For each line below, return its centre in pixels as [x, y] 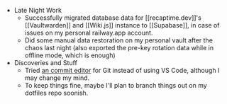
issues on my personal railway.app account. [89, 33]
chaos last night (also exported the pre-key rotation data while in [119, 48]
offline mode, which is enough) [70, 55]
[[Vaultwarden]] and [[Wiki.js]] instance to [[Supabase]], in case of [122, 25]
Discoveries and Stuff [46, 63]
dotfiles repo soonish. [56, 93]
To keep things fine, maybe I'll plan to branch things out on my [116, 85]
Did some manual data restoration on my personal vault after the [118, 40]
